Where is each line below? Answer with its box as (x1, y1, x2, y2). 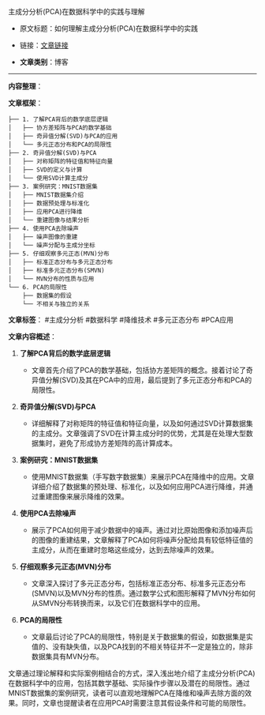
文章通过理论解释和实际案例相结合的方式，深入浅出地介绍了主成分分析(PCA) (8, 668, 256, 678)
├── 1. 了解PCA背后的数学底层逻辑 (8, 115, 109, 123)
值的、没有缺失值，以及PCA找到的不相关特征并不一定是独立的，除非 (31, 642, 254, 651)
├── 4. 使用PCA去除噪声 (8, 224, 79, 232)
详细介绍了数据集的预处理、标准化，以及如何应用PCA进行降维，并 (31, 482, 247, 491)
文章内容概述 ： (8, 332, 57, 341)
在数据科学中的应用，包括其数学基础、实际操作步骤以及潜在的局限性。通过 (8, 679, 250, 687)
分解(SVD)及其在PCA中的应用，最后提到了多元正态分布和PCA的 (45, 375, 252, 385)
